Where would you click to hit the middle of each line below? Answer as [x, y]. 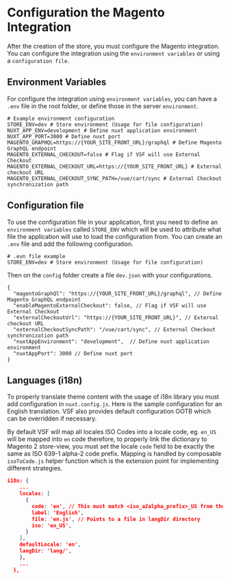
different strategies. [35, 468]
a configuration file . [38, 60]
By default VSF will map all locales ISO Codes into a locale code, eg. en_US [112, 432]
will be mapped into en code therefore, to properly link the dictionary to [107, 439]
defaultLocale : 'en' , [50, 545]
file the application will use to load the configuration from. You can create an [115, 236]
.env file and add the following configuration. [70, 244]
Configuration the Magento [86, 13]
